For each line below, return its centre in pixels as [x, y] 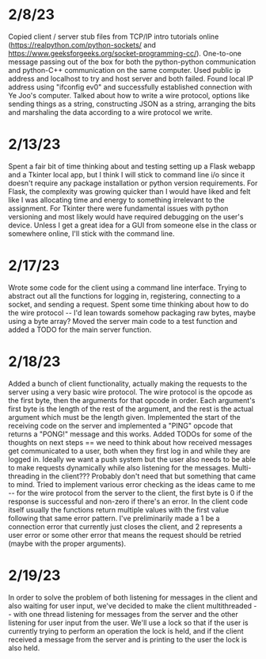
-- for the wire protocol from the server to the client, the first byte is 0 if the [131, 493]
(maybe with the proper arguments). [67, 543]
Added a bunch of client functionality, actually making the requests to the [128, 383]
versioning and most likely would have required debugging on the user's [126, 216]
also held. [24, 648]
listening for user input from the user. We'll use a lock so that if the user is [128, 623]
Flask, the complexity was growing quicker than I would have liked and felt [129, 191]
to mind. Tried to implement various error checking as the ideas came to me [132, 484]
